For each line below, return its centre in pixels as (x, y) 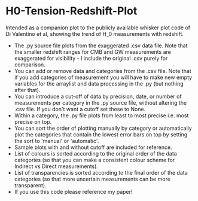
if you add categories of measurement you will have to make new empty (103, 77)
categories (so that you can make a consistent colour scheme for (95, 160)
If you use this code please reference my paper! (73, 191)
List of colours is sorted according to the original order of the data (95, 153)
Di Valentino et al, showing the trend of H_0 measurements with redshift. (95, 33)
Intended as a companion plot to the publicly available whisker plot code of (98, 28)
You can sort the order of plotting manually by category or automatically (103, 128)
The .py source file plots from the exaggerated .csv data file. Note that (101, 45)
